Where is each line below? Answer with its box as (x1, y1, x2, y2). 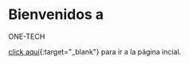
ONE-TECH (8, 32, 45, 41)
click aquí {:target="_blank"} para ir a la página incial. (8, 47, 182, 56)
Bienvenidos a (8, 6, 104, 24)
